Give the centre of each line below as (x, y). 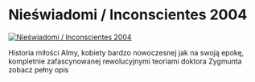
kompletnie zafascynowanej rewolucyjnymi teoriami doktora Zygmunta (125, 61)
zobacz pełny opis (39, 69)
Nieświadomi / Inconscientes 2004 (128, 15)
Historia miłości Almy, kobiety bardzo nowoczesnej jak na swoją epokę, (126, 52)
